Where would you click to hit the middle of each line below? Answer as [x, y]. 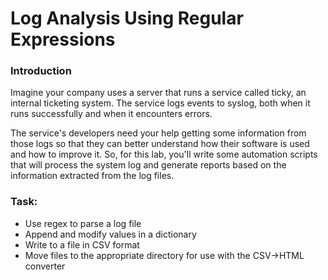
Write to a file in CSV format [82, 244]
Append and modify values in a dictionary [110, 234]
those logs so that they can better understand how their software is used [160, 144]
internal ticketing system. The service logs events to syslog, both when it [160, 103]
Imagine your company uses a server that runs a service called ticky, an [158, 93]
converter [45, 266]
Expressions [63, 39]
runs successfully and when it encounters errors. [111, 114]
